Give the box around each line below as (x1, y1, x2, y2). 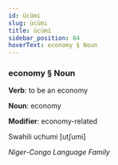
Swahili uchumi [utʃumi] (8, 132, 86, 142)
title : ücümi (8, 26, 52, 34)
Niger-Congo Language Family (8, 147, 110, 157)
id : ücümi (8, 11, 41, 20)
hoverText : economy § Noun (8, 41, 98, 49)
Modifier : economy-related (8, 116, 98, 126)
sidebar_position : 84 (8, 33, 81, 42)
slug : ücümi (8, 19, 48, 27)
